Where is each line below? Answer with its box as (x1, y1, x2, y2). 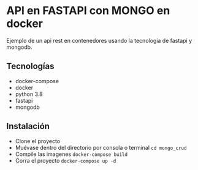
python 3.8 (15, 90, 43, 98)
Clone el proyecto (15, 137, 60, 144)
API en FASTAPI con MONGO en (6, 4, 170, 18)
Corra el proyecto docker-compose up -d (15, 157, 116, 164)
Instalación (6, 121, 50, 131)
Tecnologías (6, 61, 55, 72)
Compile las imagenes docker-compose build (15, 150, 128, 158)
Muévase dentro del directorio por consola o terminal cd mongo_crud (15, 144, 187, 151)
